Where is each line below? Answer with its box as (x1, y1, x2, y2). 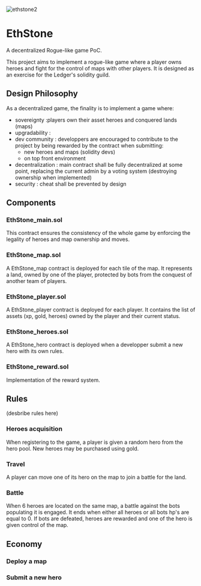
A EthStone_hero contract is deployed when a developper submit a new (6, 341, 183, 349)
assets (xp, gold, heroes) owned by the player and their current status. (6, 313, 181, 320)
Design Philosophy (6, 89, 78, 99)
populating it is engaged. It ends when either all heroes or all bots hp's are (6, 509, 190, 516)
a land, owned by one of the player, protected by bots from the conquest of (6, 271, 192, 278)
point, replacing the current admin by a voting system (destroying (14, 167, 177, 175)
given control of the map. (6, 522, 69, 529)
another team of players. (6, 277, 67, 284)
